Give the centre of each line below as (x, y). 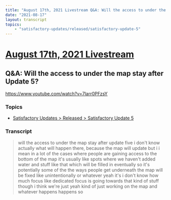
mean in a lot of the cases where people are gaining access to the (87, 153)
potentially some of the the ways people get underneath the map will (90, 170)
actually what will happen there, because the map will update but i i (89, 148)
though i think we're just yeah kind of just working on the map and (88, 186)
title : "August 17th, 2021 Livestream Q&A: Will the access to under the (86, 10)
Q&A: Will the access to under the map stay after (84, 73)
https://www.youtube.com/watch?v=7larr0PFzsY (57, 94)
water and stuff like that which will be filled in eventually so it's (84, 164)
